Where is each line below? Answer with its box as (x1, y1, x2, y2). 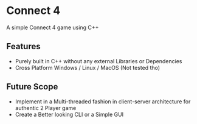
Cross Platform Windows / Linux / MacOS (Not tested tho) (15, 64, 160, 71)
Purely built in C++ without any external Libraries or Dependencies (15, 57, 182, 64)
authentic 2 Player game (15, 104, 77, 111)
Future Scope (6, 81, 58, 92)
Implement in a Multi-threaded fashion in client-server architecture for (15, 98, 191, 105)
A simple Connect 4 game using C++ (6, 24, 99, 31)
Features (6, 41, 41, 52)
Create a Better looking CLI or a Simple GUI (15, 111, 123, 118)
